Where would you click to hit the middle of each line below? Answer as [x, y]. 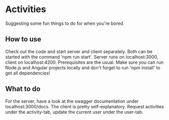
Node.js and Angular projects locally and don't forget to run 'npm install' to [83, 67]
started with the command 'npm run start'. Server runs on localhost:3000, [82, 57]
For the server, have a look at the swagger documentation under [72, 101]
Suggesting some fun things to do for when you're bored [64, 23]
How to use [23, 39]
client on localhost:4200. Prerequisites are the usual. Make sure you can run [84, 62]
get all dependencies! [28, 73]
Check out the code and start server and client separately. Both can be [79, 51]
